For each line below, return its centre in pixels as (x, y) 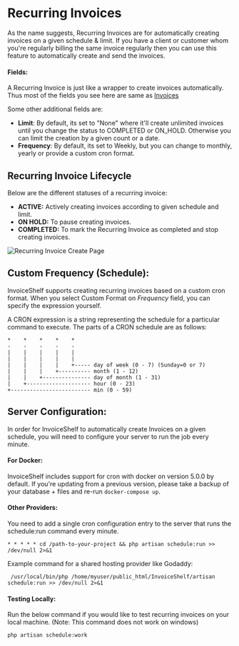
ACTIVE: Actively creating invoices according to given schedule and (118, 206)
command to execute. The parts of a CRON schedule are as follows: (107, 327)
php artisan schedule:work (47, 635)
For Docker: (25, 461)
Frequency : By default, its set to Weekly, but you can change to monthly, (125, 146)
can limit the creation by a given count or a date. (89, 138)
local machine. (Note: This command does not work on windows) (103, 622)
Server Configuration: (57, 412)
